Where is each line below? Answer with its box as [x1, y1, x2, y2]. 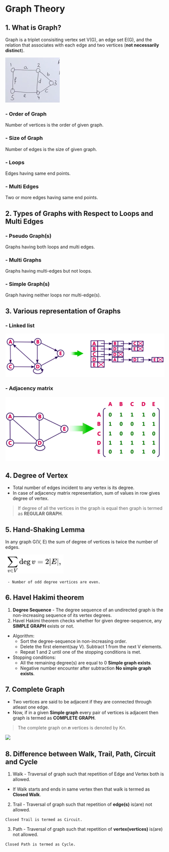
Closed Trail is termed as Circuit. [5, 817, 82, 823]
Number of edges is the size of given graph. [5, 146, 97, 152]
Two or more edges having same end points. [5, 195, 98, 201]
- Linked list [5, 322, 35, 329]
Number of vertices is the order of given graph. [5, 122, 104, 128]
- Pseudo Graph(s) [5, 232, 52, 239]
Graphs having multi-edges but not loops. [5, 268, 92, 274]
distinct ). [5, 48, 25, 53]
